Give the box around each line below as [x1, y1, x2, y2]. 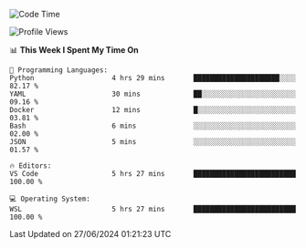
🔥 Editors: [9, 161, 52, 170]
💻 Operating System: [9, 194, 91, 203]
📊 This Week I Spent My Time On [9, 45, 139, 55]
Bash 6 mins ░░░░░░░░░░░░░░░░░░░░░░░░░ [9, 121, 297, 130]
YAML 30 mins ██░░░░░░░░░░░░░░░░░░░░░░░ [9, 89, 297, 98]
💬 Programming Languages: [9, 66, 108, 75]
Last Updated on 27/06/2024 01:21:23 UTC [9, 229, 172, 239]
